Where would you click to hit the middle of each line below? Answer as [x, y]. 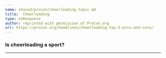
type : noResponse [23, 19]
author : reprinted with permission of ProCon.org [57, 23]
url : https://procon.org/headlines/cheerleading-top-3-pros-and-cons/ [79, 28]
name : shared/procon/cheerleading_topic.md [51, 10]
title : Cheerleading [27, 14]
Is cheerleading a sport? [35, 45]
